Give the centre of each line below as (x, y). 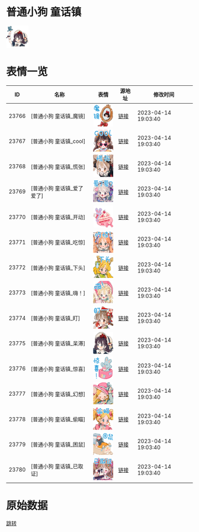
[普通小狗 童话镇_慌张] (58, 166)
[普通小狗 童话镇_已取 (57, 466)
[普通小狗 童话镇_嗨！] (58, 293)
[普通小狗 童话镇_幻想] (58, 394)
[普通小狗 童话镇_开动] (58, 217)
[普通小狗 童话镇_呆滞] (58, 344)
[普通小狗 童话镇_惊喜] (58, 368)
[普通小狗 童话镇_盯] (55, 318)
